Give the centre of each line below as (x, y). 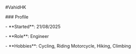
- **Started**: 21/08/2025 (33, 26)
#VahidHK (16, 7)
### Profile (17, 17)
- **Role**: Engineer (27, 36)
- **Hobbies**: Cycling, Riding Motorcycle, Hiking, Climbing (68, 46)
